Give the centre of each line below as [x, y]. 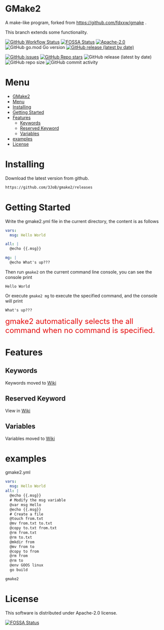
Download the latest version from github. [47, 178]
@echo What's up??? [30, 262]
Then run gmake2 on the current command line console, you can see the [79, 272]
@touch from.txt [26, 519]
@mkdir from [22, 542]
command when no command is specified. [80, 330]
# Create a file [26, 514]
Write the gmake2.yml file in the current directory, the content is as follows [82, 221]
